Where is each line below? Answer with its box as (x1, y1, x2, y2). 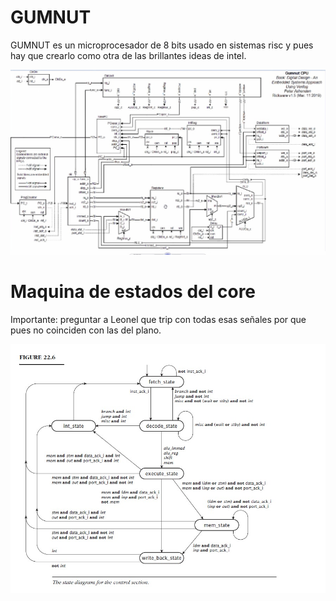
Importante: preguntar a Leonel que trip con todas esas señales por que (10, 313, 307, 325)
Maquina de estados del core (10, 280, 257, 303)
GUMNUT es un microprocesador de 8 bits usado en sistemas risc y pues (10, 39, 314, 51)
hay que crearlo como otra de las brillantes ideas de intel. (10, 49, 247, 61)
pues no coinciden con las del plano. (10, 324, 162, 336)
